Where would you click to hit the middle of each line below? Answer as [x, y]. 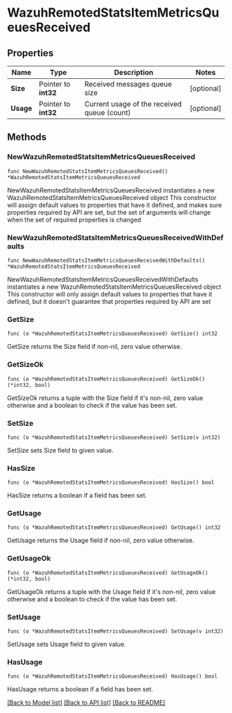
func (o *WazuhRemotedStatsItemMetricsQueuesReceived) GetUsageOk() [108, 572]
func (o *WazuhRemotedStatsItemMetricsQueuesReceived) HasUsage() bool [112, 676]
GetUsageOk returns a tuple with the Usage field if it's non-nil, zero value [112, 592]
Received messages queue [128, 84]
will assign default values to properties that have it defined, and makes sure [115, 205]
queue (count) [107, 112]
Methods [27, 137]
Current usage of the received [133, 104]
